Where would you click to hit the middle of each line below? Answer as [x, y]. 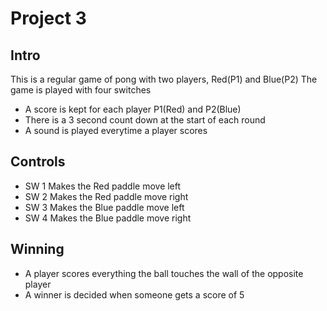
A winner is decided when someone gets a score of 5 [134, 294]
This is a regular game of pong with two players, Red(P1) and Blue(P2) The [164, 79]
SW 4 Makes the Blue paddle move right [108, 218]
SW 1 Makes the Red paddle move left [103, 186]
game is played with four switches [81, 90]
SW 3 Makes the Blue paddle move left [104, 207]
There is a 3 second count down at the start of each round [145, 120]
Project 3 [48, 18]
